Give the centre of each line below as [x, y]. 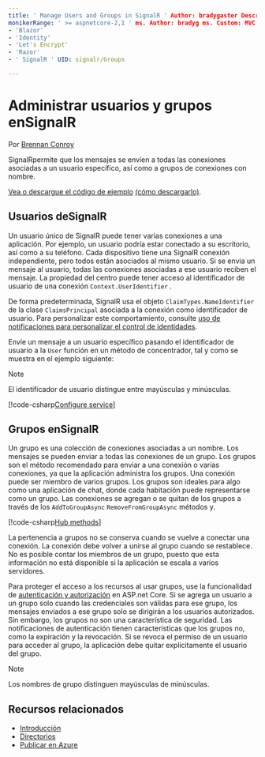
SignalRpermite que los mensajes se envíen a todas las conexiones [117, 160]
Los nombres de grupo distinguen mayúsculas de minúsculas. [109, 684]
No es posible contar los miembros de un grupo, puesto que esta [114, 555]
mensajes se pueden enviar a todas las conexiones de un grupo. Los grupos [132, 457]
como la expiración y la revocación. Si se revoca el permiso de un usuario [128, 637]
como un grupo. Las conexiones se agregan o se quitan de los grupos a [125, 499]
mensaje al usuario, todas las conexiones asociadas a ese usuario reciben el [132, 269]
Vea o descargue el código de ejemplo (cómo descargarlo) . [105, 191]
